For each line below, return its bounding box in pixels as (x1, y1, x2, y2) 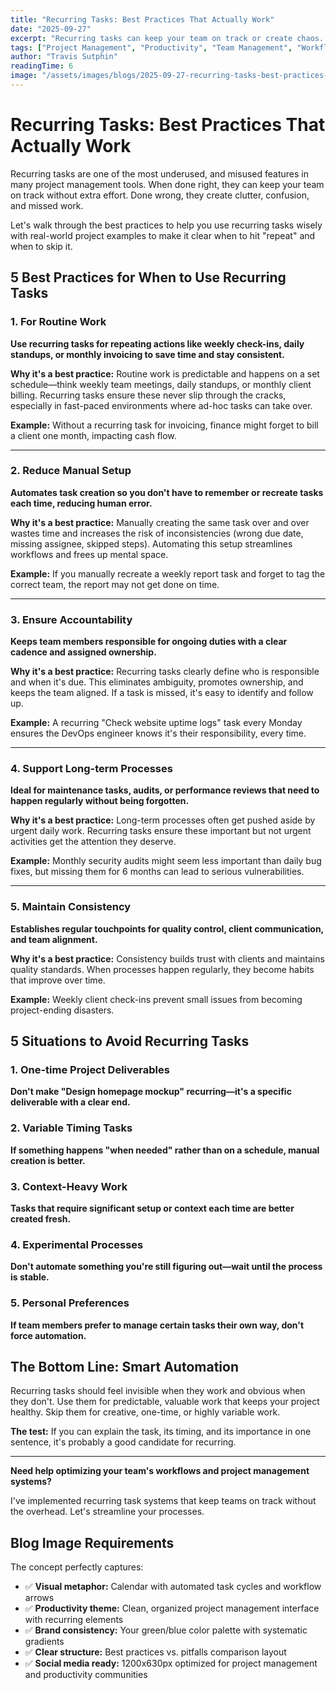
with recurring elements (24, 1614, 124, 1626)
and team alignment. (10, 933, 98, 945)
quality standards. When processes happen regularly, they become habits (10, 963, 315, 975)
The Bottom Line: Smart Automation (10, 1358, 239, 1375)
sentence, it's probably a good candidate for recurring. (10, 1436, 237, 1448)
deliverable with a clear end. (10, 1096, 131, 1108)
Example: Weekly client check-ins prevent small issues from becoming (10, 993, 303, 1005)
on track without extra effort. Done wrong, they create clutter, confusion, (10, 189, 310, 201)
